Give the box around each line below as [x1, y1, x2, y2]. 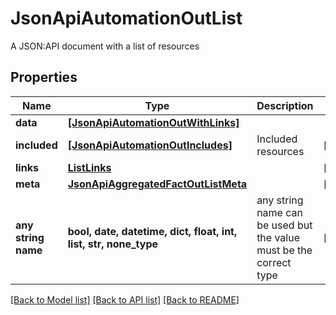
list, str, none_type [67, 237, 159, 251]
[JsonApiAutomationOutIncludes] [67, 138, 233, 152]
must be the [256, 243, 313, 257]
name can [256, 205, 303, 219]
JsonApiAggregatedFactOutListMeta [67, 177, 248, 191]
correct [256, 255, 292, 269]
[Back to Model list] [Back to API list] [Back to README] [10, 293, 240, 306]
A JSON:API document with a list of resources [10, 40, 200, 52]
